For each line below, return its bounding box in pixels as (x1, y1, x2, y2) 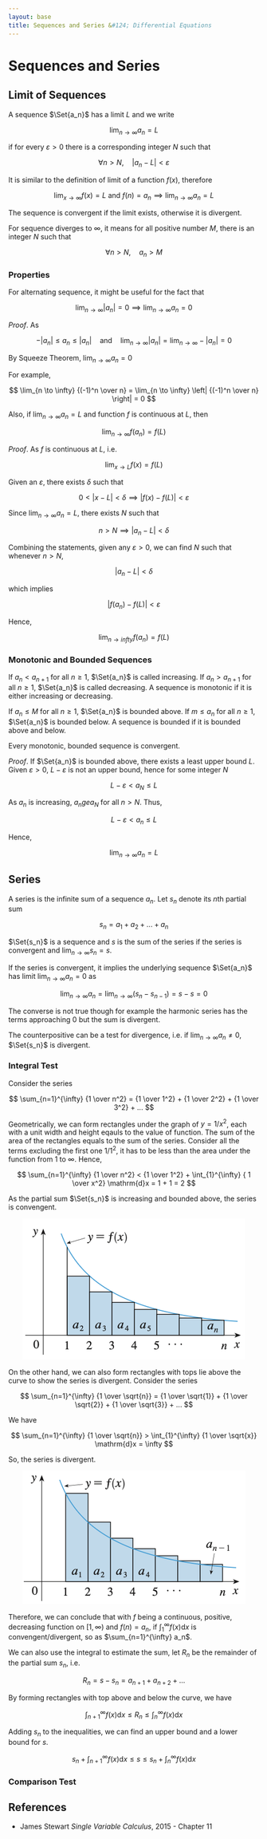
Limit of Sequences (8, 89, 107, 102)
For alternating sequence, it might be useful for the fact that (8, 287, 205, 297)
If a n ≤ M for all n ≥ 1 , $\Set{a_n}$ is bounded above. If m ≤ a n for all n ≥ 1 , (8, 706, 256, 718)
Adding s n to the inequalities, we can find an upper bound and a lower (8, 1727, 238, 1738)
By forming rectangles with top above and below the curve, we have (8, 1692, 233, 1703)
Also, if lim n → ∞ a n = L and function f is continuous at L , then (8, 409, 209, 421)
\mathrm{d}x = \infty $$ (94, 1439, 174, 1449)
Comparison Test (8, 1776, 77, 1787)
